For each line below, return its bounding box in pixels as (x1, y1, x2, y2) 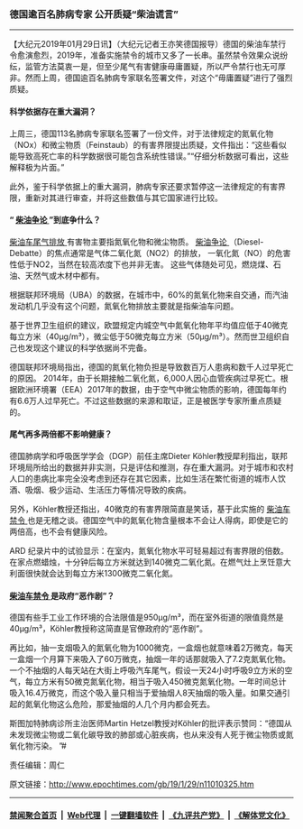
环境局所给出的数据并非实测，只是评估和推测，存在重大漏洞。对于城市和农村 (9, 462, 294, 473)
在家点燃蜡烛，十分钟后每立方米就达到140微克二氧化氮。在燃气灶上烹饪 (9, 557, 276, 567)
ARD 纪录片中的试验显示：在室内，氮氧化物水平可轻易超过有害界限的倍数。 (9, 545, 289, 556)
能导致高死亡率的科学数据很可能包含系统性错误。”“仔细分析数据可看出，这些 (9, 151, 289, 161)
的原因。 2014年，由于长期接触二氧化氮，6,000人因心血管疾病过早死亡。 (9, 373, 281, 383)
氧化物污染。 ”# (9, 741, 68, 751)
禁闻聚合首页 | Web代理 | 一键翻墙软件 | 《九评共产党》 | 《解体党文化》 (9, 809, 290, 820)
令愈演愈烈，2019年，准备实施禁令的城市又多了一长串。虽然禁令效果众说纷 (9, 50, 289, 60)
